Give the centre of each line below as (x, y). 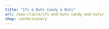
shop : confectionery (26, 19)
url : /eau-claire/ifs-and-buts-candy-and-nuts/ (55, 14)
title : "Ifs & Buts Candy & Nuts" (41, 10)
